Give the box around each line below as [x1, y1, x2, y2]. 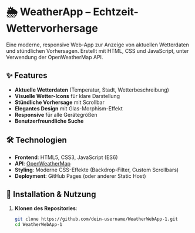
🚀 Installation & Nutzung [6, 189, 96, 199]
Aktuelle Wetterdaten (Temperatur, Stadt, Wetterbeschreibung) [14, 86, 169, 93]
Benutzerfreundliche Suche [14, 117, 84, 124]
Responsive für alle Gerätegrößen [14, 111, 98, 118]
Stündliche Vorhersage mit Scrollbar [14, 99, 105, 106]
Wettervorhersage [6, 22, 98, 35]
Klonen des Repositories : [14, 205, 78, 212]
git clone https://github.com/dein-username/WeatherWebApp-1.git [14, 216, 178, 222]
